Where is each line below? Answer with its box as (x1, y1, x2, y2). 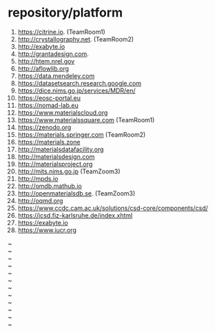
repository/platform (8, 5, 123, 21)
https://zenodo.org (17, 123, 72, 131)
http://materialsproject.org (17, 160, 93, 168)
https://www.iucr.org (17, 226, 76, 234)
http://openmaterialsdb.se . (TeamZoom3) (17, 189, 136, 198)
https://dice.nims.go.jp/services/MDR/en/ (17, 86, 136, 95)
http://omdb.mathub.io (17, 182, 82, 190)
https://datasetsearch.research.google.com (17, 79, 142, 87)
